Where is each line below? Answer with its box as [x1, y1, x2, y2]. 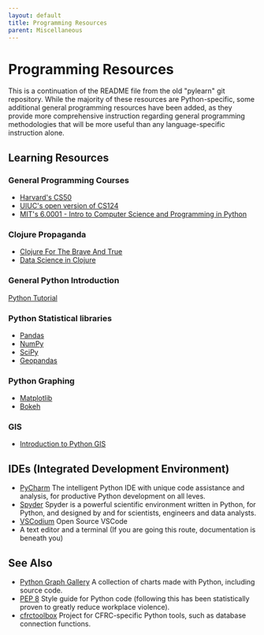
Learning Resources [8, 151, 109, 164]
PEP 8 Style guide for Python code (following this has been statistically [19, 594, 250, 603]
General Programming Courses [8, 174, 130, 185]
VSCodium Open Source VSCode [19, 517, 128, 526]
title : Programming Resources [8, 19, 108, 27]
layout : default [8, 11, 61, 20]
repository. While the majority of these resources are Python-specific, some [8, 95, 255, 104]
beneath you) [19, 533, 64, 543]
